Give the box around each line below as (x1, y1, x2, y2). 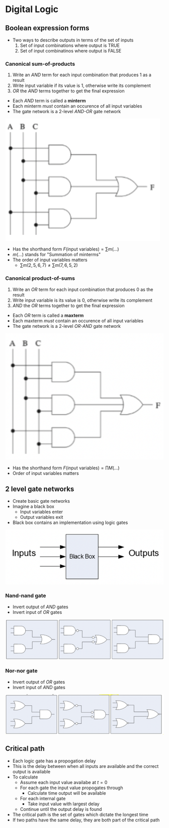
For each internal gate (20, 795, 66, 801)
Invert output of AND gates (12, 604, 69, 610)
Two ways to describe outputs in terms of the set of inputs (12, 37, 134, 43)
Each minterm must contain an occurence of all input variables (12, 103, 142, 109)
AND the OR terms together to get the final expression (12, 302, 125, 309)
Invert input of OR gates (12, 609, 62, 615)
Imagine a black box (12, 504, 54, 510)
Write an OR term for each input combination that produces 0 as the (12, 286, 153, 293)
